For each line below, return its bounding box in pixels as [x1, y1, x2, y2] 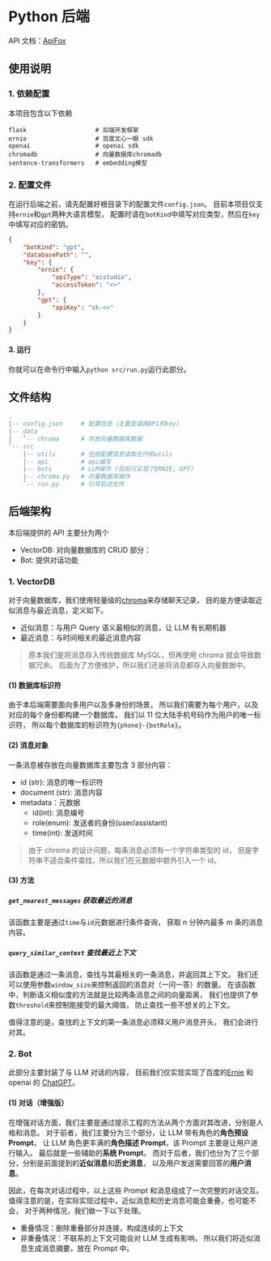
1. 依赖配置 [8, 88, 50, 100]
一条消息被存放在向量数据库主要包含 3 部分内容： [8, 760, 173, 769]
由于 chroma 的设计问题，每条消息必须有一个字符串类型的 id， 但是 [28, 845, 252, 854]
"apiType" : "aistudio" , [51, 273, 132, 282]
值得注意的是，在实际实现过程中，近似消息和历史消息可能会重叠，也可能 [8, 1195, 249, 1205]
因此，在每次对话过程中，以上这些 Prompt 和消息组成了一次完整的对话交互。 [8, 1186, 264, 1195]
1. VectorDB [8, 575, 55, 587]
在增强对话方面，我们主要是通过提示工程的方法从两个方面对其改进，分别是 [8, 1117, 256, 1127]
